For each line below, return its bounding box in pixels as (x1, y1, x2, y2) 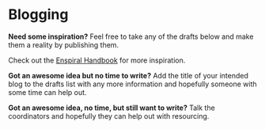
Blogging (8, 6, 69, 24)
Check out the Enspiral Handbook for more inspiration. (8, 55, 186, 65)
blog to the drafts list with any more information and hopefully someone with (8, 79, 257, 89)
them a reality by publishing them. (8, 40, 119, 49)
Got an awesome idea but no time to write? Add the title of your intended (8, 70, 249, 80)
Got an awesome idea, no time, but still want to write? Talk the (8, 103, 215, 112)
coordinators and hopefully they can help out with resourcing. (8, 111, 210, 120)
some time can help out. (8, 87, 87, 97)
